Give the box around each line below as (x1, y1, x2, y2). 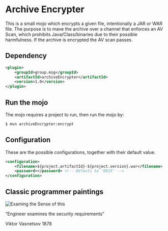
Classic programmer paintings (5, 187, 104, 196)
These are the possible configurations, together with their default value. (5, 149, 156, 155)
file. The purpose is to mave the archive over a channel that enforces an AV (5, 25, 163, 32)
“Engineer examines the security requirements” (5, 211, 104, 217)
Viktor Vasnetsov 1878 (5, 220, 52, 226)
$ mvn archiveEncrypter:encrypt (5, 121, 74, 126)
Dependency (5, 52, 47, 60)
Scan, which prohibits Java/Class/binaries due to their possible (5, 31, 137, 37)
